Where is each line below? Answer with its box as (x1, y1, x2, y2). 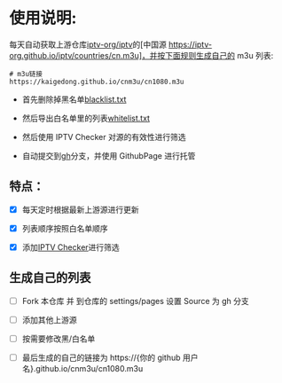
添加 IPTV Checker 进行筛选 (21, 241, 120, 253)
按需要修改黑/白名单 (21, 333, 96, 344)
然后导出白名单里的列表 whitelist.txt (21, 113, 151, 123)
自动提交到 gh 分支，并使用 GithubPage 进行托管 (21, 150, 196, 160)
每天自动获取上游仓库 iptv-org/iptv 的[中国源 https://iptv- (9, 39, 213, 50)
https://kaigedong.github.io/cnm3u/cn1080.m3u (9, 77, 184, 86)
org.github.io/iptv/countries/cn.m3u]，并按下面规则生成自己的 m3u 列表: (9, 50, 274, 60)
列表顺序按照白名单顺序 (21, 223, 108, 233)
